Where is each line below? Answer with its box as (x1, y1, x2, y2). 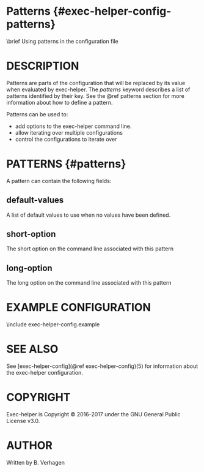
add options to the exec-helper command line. (15, 122, 132, 130)
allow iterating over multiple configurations (15, 129, 123, 136)
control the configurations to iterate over (15, 135, 117, 143)
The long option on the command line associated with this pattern (6, 279, 172, 287)
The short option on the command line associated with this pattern (6, 245, 174, 252)
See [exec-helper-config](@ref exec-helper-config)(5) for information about (6, 362, 199, 370)
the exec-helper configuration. (6, 369, 84, 376)
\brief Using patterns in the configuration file (6, 37, 119, 45)
